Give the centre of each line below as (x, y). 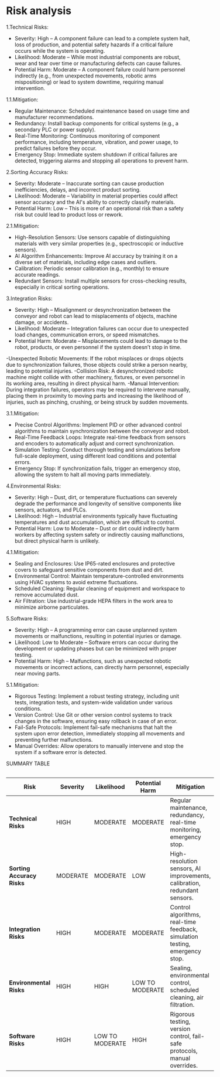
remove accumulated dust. (47, 594)
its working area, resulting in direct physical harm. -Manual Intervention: (93, 383)
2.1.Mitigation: (23, 226)
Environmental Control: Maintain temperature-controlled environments (99, 576)
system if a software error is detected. (61, 752)
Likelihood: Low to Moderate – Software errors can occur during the (96, 642)
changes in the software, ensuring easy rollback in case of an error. (96, 721)
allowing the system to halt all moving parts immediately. (82, 474)
